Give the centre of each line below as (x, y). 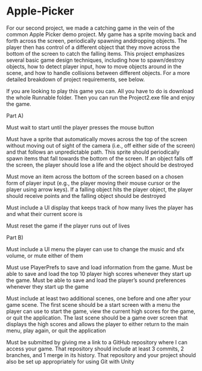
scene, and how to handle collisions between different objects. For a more (98, 73)
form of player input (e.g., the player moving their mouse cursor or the (93, 183)
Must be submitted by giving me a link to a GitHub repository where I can (97, 342)
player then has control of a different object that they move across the (93, 47)
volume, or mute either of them (45, 255)
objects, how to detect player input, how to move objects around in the (94, 66)
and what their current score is (44, 214)
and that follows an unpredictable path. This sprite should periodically (93, 152)
